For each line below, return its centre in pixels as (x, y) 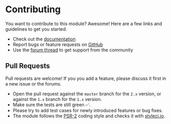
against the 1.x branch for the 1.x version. (57, 99)
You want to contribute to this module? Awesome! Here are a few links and (84, 24)
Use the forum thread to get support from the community (73, 50)
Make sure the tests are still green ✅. (52, 105)
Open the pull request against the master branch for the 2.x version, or (87, 94)
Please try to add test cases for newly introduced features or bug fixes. (88, 110)
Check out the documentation (44, 39)
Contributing (33, 9)
